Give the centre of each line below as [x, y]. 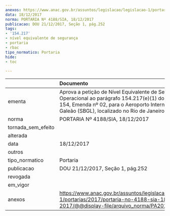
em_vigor [18, 185]
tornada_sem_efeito [31, 127]
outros [16, 152]
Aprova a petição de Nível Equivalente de [108, 92]
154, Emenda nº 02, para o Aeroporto [104, 105]
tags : [11, 29]
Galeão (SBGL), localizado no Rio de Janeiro [112, 111]
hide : [11, 57]
